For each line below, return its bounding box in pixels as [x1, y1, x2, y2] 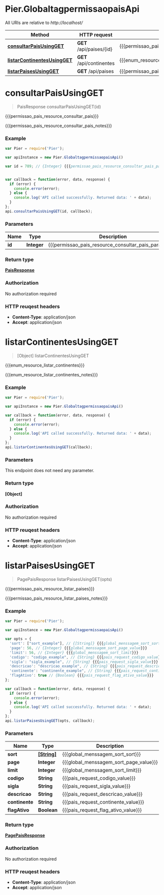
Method [31, 31, 50, 38]
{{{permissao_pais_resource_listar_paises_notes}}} [5, 595, 108, 602]
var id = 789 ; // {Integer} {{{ [5, 163, 71, 169]
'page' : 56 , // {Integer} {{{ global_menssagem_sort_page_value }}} [9, 645, 147, 651]
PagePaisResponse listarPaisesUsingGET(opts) [17, 577, 112, 582]
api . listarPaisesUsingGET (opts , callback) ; [5, 718, 95, 723]
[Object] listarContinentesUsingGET [17, 352, 89, 359]
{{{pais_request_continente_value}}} [62, 799, 144, 806]
